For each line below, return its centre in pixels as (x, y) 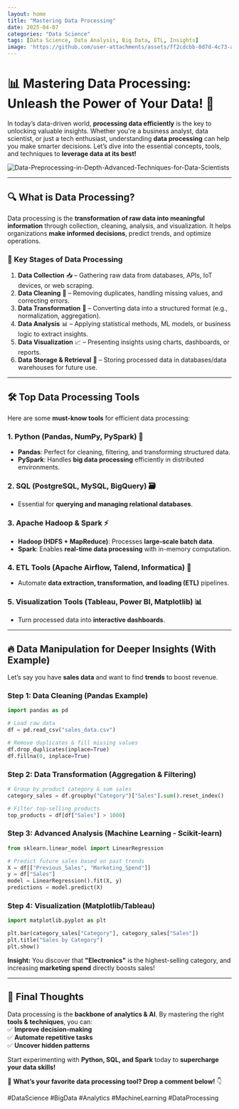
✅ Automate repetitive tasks (50, 1037)
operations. (24, 241)
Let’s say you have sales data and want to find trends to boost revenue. (113, 677)
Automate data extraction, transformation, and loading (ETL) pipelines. (123, 583)
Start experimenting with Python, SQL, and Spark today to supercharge (113, 1059)
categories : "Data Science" (49, 34)
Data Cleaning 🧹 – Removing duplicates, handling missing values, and (120, 293)
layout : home (27, 14)
